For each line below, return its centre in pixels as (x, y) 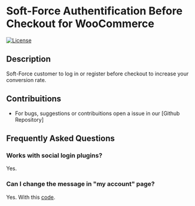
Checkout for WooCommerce (80, 24)
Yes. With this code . (31, 197)
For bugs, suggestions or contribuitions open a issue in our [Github (97, 113)
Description (28, 59)
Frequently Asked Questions (61, 138)
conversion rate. (26, 80)
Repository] (29, 119)
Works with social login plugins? (54, 155)
